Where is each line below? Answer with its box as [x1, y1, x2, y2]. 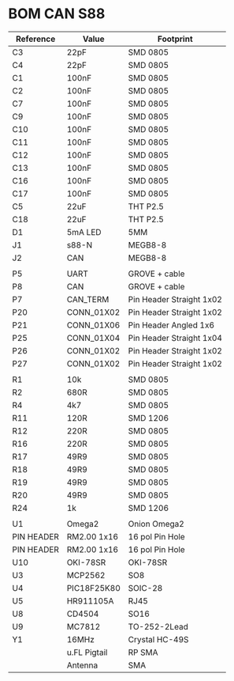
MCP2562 [66, 569, 106, 581]
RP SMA [128, 646, 159, 657]
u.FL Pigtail [66, 646, 108, 657]
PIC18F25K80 [66, 582, 121, 593]
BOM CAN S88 [8, 5, 106, 23]
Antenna [66, 660, 98, 671]
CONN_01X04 [66, 332, 121, 343]
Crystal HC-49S [128, 634, 189, 645]
